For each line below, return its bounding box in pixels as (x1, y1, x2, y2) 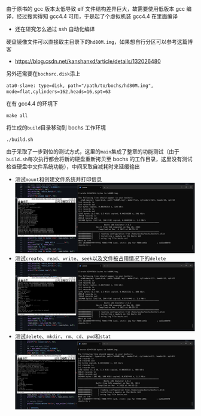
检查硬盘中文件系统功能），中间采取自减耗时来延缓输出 (6, 163, 140, 170)
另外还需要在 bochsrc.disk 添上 (6, 70, 81, 77)
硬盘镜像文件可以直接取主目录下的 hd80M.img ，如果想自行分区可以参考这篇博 (6, 38, 193, 45)
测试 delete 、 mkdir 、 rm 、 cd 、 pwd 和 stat (14, 332, 111, 340)
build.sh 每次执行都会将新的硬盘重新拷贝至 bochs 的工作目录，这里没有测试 (6, 155, 193, 162)
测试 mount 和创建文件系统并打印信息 (14, 176, 102, 183)
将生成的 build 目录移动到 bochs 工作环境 (6, 124, 106, 131)
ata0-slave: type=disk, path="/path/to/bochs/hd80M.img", (6, 83, 154, 89)
